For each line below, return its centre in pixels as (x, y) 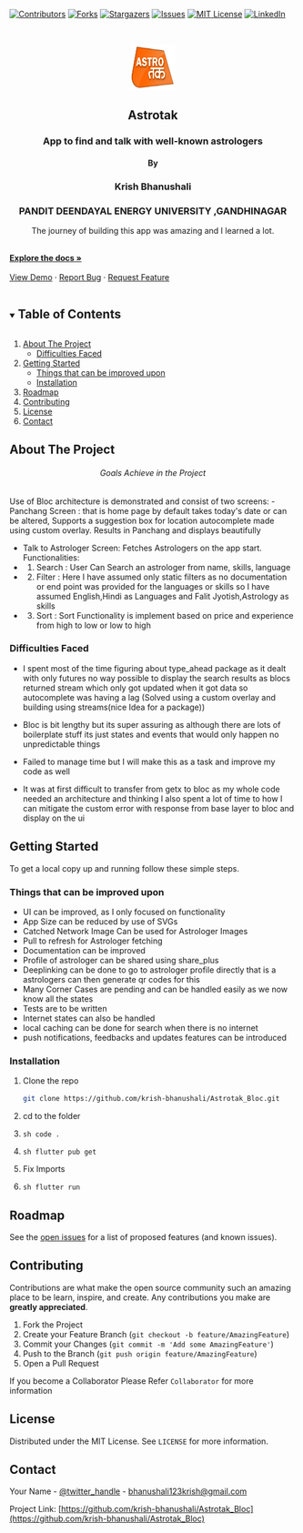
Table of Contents (69, 314)
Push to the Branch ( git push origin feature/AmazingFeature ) (140, 1353)
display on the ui (53, 818)
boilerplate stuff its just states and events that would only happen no (151, 734)
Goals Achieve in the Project (153, 472)
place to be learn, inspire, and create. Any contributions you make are (140, 1297)
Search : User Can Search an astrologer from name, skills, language (163, 567)
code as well (46, 771)
